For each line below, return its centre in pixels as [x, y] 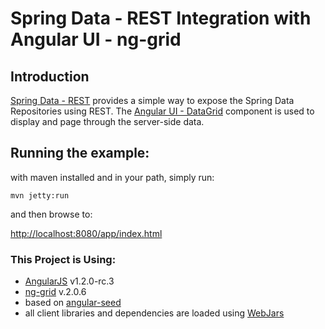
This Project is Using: [63, 259]
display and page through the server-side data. [107, 121]
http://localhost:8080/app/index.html [86, 233]
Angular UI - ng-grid [96, 39]
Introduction [50, 76]
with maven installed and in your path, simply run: [112, 177]
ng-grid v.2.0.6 [55, 292]
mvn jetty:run [40, 195]
